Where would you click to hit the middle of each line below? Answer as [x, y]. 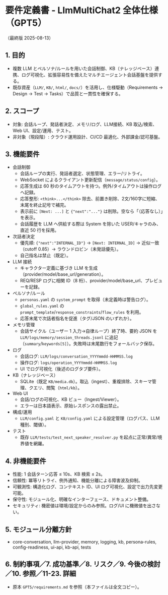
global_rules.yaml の [42, 306]
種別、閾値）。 [34, 425]
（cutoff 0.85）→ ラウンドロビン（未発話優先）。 [70, 249]
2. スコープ [22, 111]
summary [32, 344]
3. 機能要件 [22, 154]
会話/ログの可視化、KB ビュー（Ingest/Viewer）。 [71, 399]
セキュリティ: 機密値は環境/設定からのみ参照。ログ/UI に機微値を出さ [84, 506]
